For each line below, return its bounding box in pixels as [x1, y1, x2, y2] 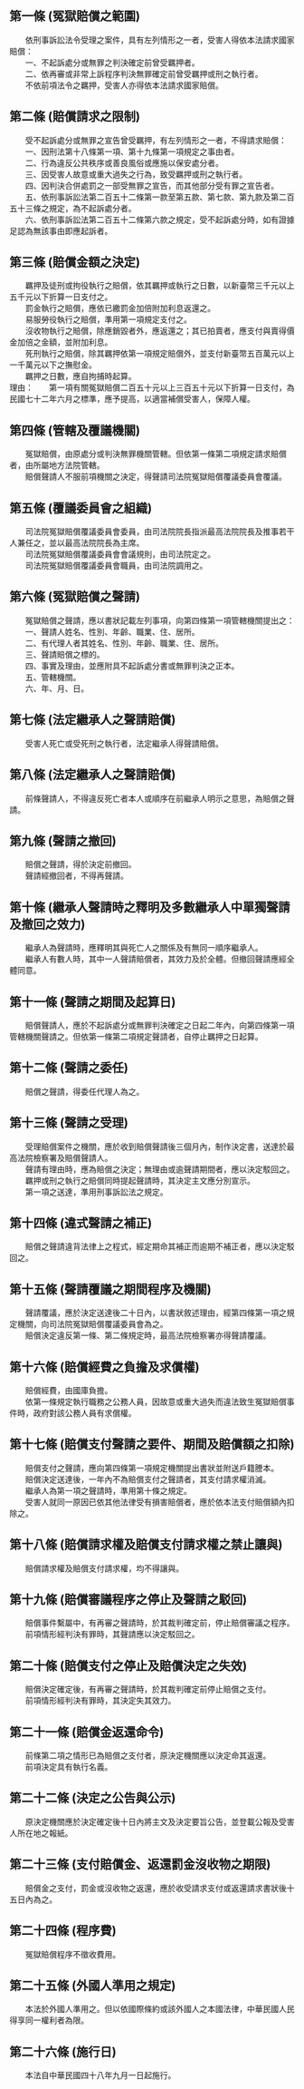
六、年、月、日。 [24, 683, 89, 694]
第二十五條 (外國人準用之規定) [9, 1977, 176, 1993]
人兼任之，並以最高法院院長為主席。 [9, 538, 145, 549]
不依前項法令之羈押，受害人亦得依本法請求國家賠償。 [24, 80, 223, 91]
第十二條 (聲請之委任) [9, 1060, 128, 1076]
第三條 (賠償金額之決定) [9, 255, 140, 270]
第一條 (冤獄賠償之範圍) [9, 8, 140, 24]
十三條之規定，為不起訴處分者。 [16, 202, 137, 213]
